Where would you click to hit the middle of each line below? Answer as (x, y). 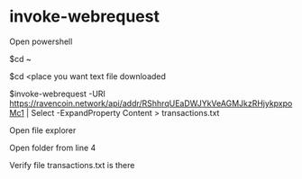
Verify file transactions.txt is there (72, 165)
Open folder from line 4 (53, 148)
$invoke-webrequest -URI (58, 94)
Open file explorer (43, 130)
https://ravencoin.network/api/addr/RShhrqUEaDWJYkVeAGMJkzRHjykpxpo (151, 103)
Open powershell (41, 41)
